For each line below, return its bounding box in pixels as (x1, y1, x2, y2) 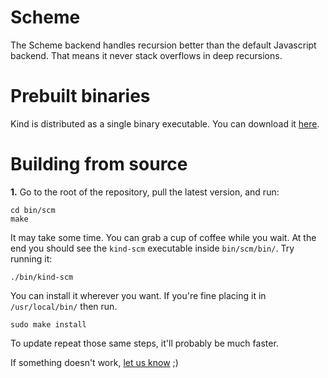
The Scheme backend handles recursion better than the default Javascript (10, 39, 317, 51)
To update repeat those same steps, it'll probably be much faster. (10, 337, 279, 349)
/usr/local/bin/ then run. (10, 300, 118, 312)
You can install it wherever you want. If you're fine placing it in (10, 289, 267, 301)
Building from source (10, 153, 188, 176)
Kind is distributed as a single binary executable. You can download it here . (10, 117, 320, 130)
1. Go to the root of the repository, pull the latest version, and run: (10, 186, 280, 198)
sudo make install (10, 319, 87, 330)
